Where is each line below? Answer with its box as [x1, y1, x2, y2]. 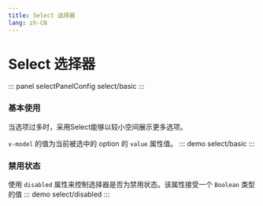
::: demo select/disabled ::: [23, 189, 110, 199]
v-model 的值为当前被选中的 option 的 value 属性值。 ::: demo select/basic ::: [8, 138, 255, 148]
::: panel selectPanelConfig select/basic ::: [8, 82, 145, 91]
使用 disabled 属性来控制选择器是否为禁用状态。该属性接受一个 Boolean [8, 180, 240, 189]
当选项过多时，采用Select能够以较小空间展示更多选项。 [8, 122, 187, 131]
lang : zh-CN [8, 19, 47, 27]
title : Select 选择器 [8, 11, 76, 20]
